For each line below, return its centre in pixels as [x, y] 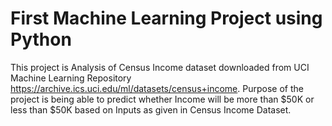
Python [41, 39]
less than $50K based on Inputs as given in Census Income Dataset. [151, 109]
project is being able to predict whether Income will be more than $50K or [162, 99]
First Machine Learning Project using [166, 18]
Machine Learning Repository [71, 78]
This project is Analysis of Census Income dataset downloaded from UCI [160, 67]
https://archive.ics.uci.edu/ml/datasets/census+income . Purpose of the [157, 88]
